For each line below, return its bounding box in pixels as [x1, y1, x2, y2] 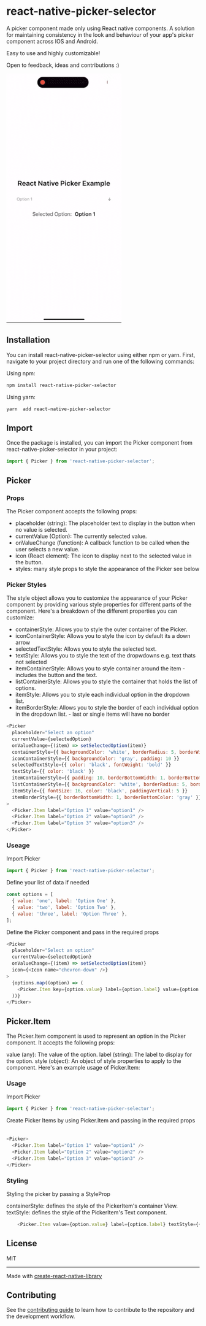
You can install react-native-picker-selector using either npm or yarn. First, [6, 351, 196, 358]
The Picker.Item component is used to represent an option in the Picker [6, 1032, 186, 1040]
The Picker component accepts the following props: [6, 507, 137, 515]
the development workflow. [6, 1313, 75, 1320]
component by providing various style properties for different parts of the [6, 601, 192, 608]
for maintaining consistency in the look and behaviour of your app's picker [6, 31, 194, 38]
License [6, 1238, 37, 1249]
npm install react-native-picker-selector [6, 382, 116, 388]
